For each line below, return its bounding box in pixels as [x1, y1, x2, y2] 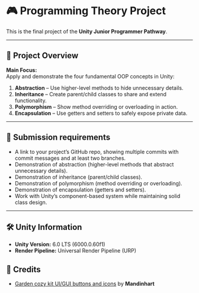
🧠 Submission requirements [6, 133, 111, 143]
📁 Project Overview [6, 51, 79, 61]
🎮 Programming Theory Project [6, 4, 166, 18]
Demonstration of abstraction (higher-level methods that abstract [14, 160, 174, 168]
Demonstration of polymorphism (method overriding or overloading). [14, 179, 182, 187]
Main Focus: [6, 66, 37, 74]
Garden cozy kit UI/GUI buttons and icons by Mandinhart [14, 280, 155, 288]
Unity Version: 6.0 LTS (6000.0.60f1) [14, 241, 105, 248]
